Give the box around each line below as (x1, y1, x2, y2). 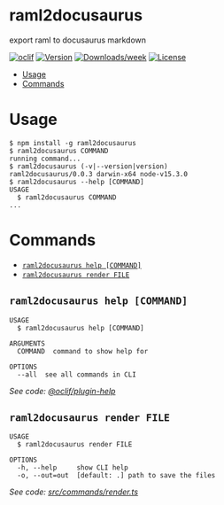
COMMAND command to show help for (17, 346, 149, 355)
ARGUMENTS (9, 338, 46, 348)
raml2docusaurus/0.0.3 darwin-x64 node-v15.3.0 (9, 169, 189, 178)
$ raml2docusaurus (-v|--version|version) (9, 161, 168, 171)
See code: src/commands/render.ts (9, 486, 139, 497)
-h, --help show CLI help (17, 463, 128, 472)
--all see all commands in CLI (17, 369, 137, 379)
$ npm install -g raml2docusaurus (9, 138, 137, 147)
